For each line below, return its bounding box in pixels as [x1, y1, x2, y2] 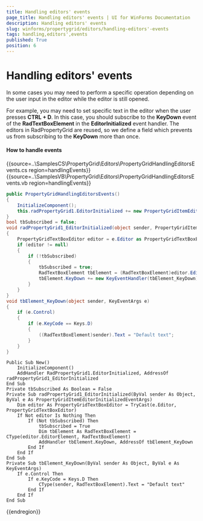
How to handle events [6, 147, 62, 154]
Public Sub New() [6, 360, 50, 366]
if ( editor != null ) [17, 242, 69, 248]
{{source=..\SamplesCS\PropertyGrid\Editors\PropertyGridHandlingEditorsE [6, 160, 195, 167]
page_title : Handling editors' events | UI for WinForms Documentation [6, 15, 190, 21]
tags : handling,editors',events [6, 32, 88, 38]
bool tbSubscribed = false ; [6, 219, 77, 225]
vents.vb [6, 179, 28, 187]
